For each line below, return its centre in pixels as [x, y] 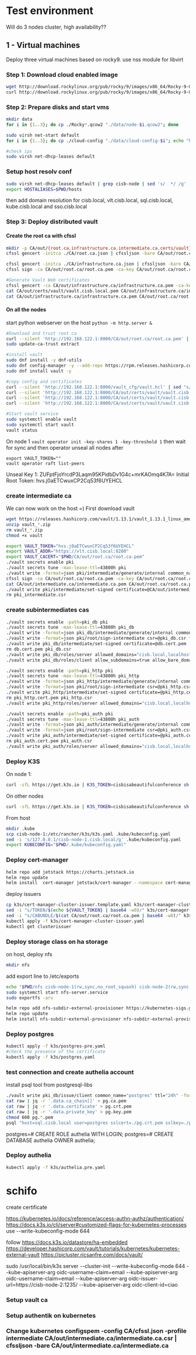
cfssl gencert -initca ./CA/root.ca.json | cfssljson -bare [81, 254]
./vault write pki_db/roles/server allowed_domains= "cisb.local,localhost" [100, 654]
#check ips [19, 151]
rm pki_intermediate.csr [36, 595]
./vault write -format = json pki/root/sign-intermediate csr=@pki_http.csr [99, 687]
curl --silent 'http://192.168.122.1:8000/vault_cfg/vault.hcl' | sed [94, 387]
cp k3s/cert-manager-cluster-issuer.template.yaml [69, 905]
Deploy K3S [23, 761]
